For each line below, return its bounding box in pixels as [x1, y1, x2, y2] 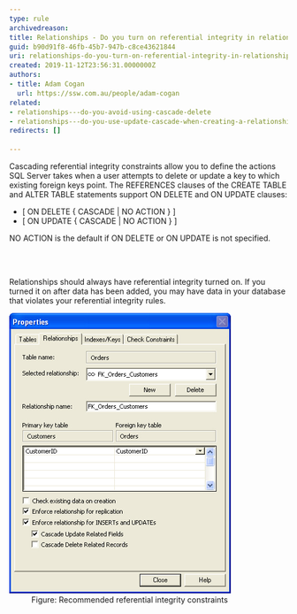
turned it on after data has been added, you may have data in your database [9, 286, 286, 296]
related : [9, 98, 42, 107]
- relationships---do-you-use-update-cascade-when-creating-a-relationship [9, 117, 294, 126]
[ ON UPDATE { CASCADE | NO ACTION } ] [21, 216, 178, 226]
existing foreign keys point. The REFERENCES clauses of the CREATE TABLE [9, 180, 287, 190]
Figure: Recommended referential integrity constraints [31, 595, 228, 605]
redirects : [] [9, 127, 62, 135]
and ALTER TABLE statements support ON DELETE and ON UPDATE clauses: [9, 189, 288, 199]
